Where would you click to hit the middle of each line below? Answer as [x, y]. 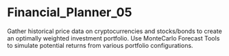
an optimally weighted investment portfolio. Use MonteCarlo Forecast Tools [113, 38]
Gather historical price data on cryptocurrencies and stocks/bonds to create [115, 31]
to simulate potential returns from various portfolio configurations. [100, 45]
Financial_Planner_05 [70, 12]
